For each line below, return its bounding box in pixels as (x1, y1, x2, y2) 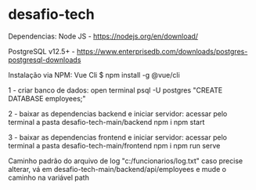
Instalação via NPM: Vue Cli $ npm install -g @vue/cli (8, 70, 180, 79)
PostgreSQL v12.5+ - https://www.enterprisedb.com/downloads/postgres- (8, 46, 248, 56)
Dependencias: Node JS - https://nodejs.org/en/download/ (8, 31, 198, 41)
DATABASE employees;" (8, 93, 86, 103)
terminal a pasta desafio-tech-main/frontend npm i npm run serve (8, 141, 221, 150)
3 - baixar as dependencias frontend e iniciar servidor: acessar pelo (8, 132, 227, 142)
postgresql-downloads (8, 55, 81, 64)
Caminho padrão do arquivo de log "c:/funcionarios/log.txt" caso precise (8, 155, 243, 166)
